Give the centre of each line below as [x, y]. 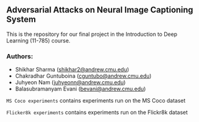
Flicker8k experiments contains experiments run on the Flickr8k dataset [97, 112]
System [21, 20]
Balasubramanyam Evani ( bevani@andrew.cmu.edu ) [80, 89]
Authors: [20, 56]
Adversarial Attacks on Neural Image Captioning [100, 10]
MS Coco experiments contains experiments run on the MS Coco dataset [96, 101]
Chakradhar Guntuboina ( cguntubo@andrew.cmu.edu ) [83, 76]
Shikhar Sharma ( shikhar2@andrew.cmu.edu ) [72, 70]
